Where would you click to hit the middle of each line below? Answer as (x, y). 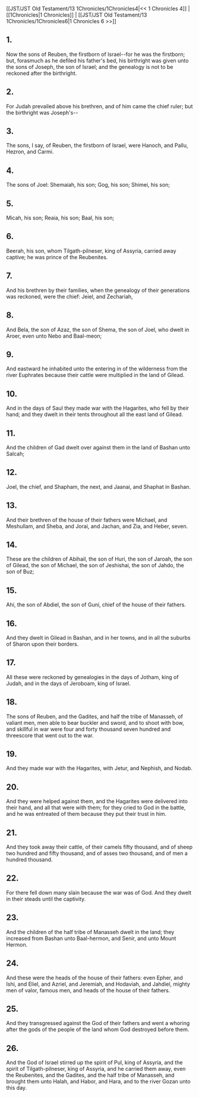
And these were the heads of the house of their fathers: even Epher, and (94, 977)
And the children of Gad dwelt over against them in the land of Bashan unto (98, 447)
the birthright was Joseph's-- (42, 112)
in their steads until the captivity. (46, 899)
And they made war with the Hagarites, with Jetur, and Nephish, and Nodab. (99, 768)
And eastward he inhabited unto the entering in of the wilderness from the (97, 369)
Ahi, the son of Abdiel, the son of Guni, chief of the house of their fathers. (96, 605)
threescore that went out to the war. (50, 735)
